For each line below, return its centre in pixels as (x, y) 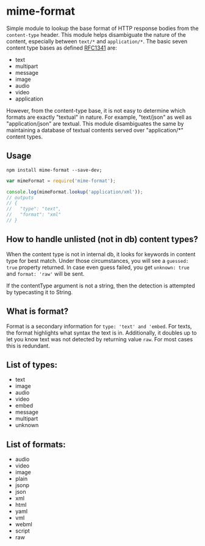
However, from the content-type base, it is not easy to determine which (96, 110)
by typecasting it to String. (40, 292)
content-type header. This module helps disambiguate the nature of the (96, 34)
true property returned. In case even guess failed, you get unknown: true (98, 267)
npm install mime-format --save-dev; (54, 170)
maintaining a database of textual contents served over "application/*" (95, 130)
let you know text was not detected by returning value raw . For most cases (100, 339)
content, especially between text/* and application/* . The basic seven (97, 41)
